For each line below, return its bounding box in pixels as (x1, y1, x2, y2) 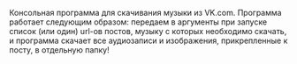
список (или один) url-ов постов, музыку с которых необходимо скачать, (9, 26, 287, 36)
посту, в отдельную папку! (9, 45, 110, 55)
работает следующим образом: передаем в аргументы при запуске (9, 17, 268, 27)
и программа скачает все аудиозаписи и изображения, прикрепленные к (9, 35, 288, 46)
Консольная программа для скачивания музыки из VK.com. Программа (9, 8, 282, 18)
